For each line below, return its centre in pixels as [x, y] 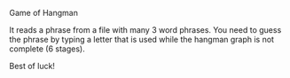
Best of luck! [32, 66]
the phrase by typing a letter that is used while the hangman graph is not [142, 39]
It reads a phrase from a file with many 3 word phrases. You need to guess [145, 30]
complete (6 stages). [47, 49]
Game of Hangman [43, 13]
